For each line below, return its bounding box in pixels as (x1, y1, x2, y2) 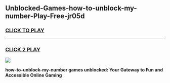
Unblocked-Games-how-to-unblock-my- (5, 4, 138, 13)
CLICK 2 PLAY (5, 46, 40, 53)
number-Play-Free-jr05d (5, 12, 85, 21)
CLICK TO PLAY (5, 27, 45, 34)
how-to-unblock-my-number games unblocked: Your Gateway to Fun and (5, 66, 163, 72)
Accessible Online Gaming (5, 72, 62, 78)
